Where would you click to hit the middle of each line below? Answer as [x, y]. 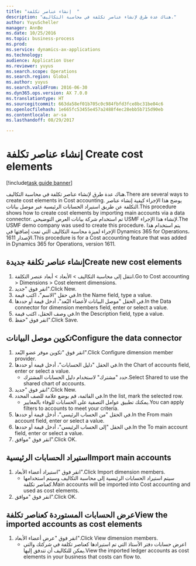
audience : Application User [40, 60]
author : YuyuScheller [32, 22]
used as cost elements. [51, 490]
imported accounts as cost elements [74, 524]
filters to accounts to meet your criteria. [71, 408]
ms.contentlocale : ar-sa [36, 115]
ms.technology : [25, 55]
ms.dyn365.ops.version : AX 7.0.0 [47, 93]
